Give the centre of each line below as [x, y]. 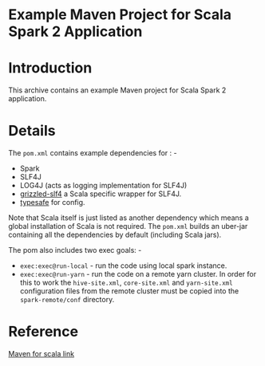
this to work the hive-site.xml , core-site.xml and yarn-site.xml [126, 283]
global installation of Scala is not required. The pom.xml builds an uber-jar [128, 226]
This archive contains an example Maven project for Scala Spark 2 [117, 90]
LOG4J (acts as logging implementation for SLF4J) [103, 186]
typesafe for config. [52, 203]
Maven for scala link [41, 354]
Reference [43, 332]
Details [32, 131]
